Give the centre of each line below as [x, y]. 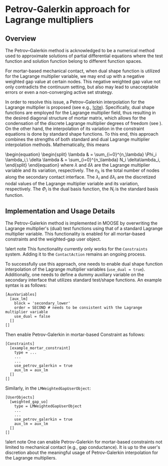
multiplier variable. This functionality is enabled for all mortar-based [75, 234]
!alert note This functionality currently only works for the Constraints [76, 249]
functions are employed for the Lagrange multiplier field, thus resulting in [81, 112]
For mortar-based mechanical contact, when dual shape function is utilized [83, 71]
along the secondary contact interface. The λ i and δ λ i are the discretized [81, 178]
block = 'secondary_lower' [42, 303]
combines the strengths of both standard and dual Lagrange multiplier [78, 139]
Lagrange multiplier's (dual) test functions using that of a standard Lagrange [84, 228]
